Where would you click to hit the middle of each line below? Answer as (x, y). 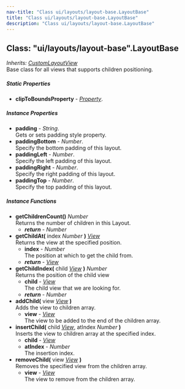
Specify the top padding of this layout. (63, 187)
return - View (42, 262)
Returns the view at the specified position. (68, 243)
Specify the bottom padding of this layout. (68, 148)
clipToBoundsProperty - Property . (59, 99)
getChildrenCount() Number (52, 217)
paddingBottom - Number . (49, 142)
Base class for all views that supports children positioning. (80, 70)
